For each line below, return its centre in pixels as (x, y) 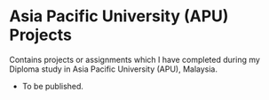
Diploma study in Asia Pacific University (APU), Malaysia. (113, 69)
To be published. (53, 86)
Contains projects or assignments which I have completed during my (134, 59)
